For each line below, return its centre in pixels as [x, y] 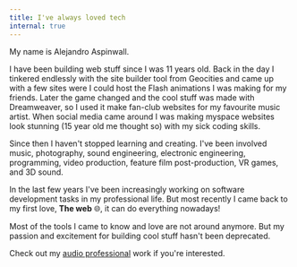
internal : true [38, 26]
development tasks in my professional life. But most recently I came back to [148, 199]
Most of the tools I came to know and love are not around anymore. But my [147, 226]
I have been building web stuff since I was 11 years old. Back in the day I [142, 69]
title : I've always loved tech [68, 17]
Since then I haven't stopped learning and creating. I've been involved [138, 143]
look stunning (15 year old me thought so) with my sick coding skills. [135, 125]
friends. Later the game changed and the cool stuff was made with [132, 97]
